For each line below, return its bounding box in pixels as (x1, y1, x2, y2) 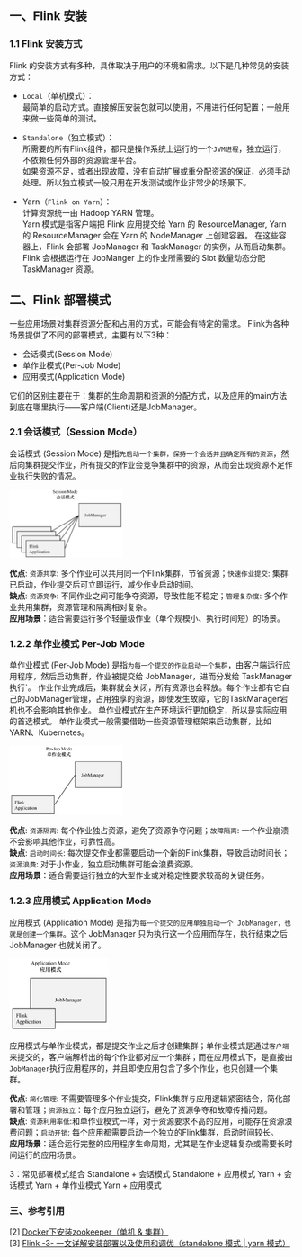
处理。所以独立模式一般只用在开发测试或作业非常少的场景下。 (22, 176, 252, 187)
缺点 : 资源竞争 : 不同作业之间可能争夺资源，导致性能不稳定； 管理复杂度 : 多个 (9, 590, 280, 601)
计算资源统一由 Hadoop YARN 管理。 (22, 207, 159, 218)
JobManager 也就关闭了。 (9, 939, 106, 950)
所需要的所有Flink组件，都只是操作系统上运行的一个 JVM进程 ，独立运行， (22, 143, 287, 154)
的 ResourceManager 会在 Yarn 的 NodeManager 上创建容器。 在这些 (22, 229, 279, 240)
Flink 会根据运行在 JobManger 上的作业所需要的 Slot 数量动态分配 (22, 252, 266, 263)
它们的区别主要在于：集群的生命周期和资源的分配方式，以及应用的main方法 (9, 390, 288, 400)
